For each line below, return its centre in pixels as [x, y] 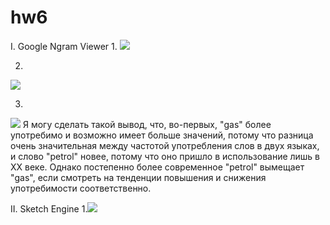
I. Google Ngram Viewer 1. [64, 46]
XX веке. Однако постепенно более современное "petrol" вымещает [157, 167]
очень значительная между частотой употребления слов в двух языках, [165, 145]
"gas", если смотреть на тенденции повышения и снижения [138, 177]
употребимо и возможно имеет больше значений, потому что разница [162, 135]
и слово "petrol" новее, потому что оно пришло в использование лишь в [165, 156]
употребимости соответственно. [81, 188]
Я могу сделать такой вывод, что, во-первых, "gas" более [147, 124]
